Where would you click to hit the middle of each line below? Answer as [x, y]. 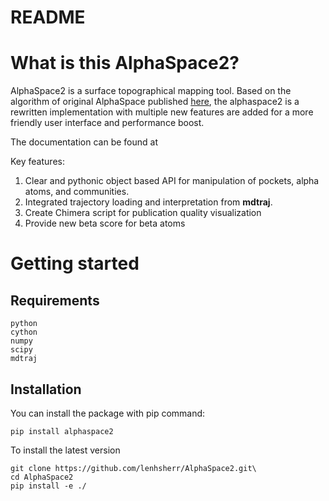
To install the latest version [65, 450]
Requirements [55, 300]
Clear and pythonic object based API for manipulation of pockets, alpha [172, 181]
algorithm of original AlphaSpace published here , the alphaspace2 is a [155, 102]
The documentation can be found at [84, 142]
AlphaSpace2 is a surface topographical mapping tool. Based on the [151, 91]
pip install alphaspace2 [62, 431]
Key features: [37, 162]
